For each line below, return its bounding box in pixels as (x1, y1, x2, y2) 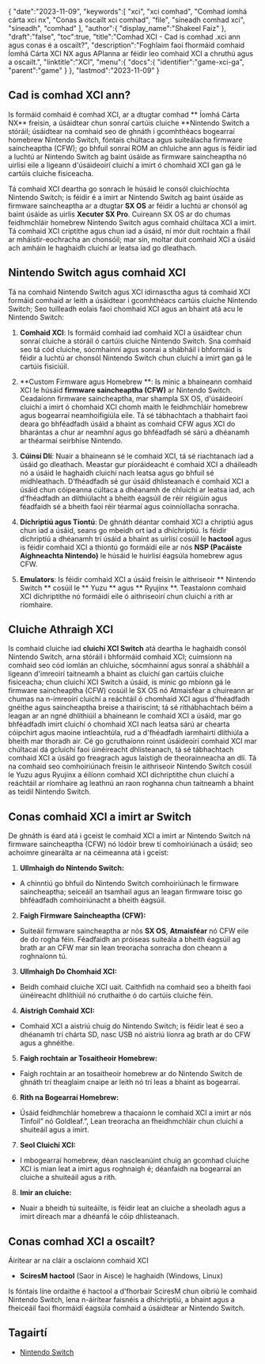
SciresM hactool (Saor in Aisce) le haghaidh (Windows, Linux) (19, 1271, 223, 1281)
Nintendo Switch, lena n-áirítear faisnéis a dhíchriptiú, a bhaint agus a (8, 1295, 235, 1305)
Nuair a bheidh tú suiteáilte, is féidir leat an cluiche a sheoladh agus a (19, 1203, 246, 1213)
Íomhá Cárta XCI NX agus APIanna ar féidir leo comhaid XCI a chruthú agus (8, 49, 254, 58)
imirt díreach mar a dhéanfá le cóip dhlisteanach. (19, 1212, 180, 1221)
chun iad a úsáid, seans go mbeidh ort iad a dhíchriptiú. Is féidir (19, 525, 227, 534)
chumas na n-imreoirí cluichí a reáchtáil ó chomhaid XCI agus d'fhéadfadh (8, 694, 251, 704)
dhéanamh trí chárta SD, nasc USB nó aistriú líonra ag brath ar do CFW (19, 1030, 251, 1040)
